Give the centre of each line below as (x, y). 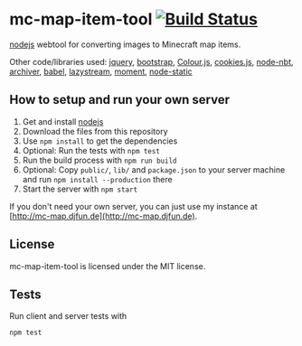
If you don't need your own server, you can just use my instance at (133, 206)
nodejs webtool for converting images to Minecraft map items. (125, 44)
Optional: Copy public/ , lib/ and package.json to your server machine (154, 169)
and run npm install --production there (98, 179)
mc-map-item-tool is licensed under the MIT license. (108, 266)
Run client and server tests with (68, 316)
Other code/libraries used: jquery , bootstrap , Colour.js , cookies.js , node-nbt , (151, 61)
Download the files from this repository (95, 131)
